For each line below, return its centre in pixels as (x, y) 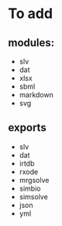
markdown (36, 95)
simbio (30, 188)
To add (30, 14)
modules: (31, 43)
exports (27, 128)
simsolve (33, 196)
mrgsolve (34, 180)
